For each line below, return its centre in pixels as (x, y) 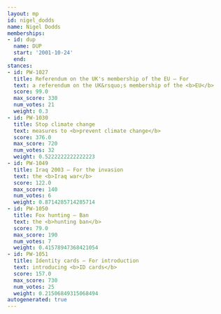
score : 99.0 (31, 92)
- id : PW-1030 (28, 117)
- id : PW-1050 (28, 209)
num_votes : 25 (34, 287)
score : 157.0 (33, 273)
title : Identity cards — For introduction (76, 261)
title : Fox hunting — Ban (51, 215)
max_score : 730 (36, 280)
